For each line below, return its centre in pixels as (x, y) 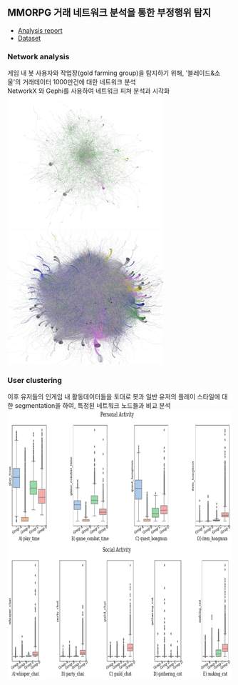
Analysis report (40, 30)
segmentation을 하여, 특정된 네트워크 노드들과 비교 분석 (93, 406)
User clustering (35, 381)
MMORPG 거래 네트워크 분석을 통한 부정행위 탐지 (109, 13)
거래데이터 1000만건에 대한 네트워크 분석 (79, 82)
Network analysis (38, 56)
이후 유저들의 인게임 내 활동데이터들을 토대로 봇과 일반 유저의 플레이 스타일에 (114, 397)
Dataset (29, 38)
